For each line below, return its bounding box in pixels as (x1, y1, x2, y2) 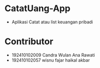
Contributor (4, 36, 53, 47)
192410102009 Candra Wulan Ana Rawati (11, 52, 95, 58)
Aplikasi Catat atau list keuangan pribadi (11, 19, 93, 25)
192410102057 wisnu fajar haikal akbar (11, 57, 90, 63)
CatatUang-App (4, 3, 71, 14)
